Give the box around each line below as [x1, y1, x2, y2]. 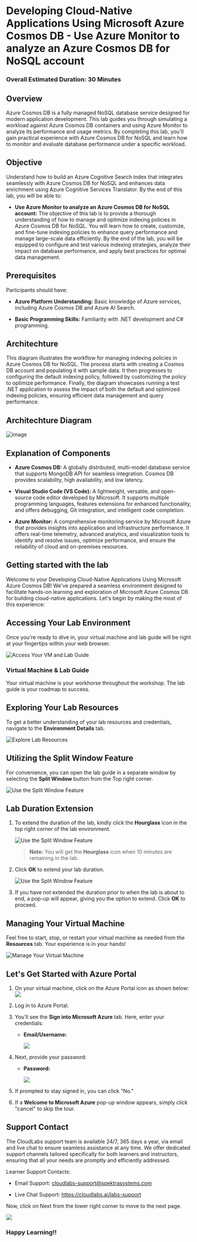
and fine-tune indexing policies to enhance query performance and [14, 228, 178, 235]
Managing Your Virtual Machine [6, 918, 125, 928]
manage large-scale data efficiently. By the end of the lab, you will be [14, 235, 183, 242]
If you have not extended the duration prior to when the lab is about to [14, 889, 185, 896]
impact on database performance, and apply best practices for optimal [14, 247, 186, 254]
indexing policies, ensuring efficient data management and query [6, 392, 164, 399]
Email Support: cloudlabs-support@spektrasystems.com [14, 1179, 152, 1187]
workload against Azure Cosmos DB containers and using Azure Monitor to [6, 121, 188, 129]
